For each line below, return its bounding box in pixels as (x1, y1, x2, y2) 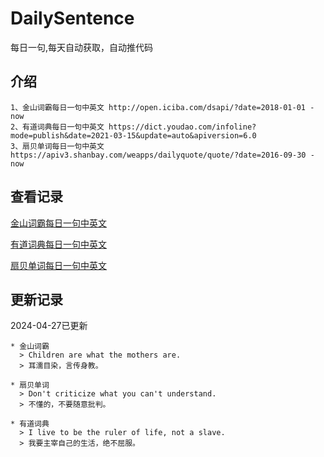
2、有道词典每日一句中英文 (10, 122, 105, 132)
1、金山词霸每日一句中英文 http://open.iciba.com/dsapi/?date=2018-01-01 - (10, 102, 315, 112)
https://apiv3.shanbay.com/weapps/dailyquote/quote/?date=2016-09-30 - (10, 150, 315, 160)
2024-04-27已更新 (10, 320, 88, 332)
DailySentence (10, 7, 135, 30)
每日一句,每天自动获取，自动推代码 (10, 41, 154, 53)
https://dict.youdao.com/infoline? (108, 122, 257, 132)
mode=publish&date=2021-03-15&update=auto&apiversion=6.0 (10, 130, 257, 141)
